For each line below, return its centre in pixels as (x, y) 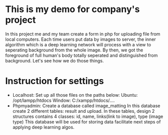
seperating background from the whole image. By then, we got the (74, 50)
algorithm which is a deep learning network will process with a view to (78, 44)
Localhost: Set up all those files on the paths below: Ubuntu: (75, 95)
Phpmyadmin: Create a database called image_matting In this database (86, 106)
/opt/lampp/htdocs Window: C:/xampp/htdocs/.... (64, 100)
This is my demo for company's (73, 9)
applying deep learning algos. (43, 127)
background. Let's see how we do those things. (55, 60)
